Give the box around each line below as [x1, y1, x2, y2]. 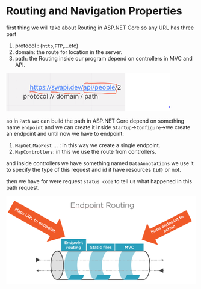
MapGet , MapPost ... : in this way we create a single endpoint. [14, 141, 161, 148]
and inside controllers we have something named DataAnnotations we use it [6, 159, 194, 166]
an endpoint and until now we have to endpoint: [6, 130, 125, 137]
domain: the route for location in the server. [14, 48, 123, 55]
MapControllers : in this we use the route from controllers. [14, 148, 156, 155]
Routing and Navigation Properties [6, 4, 182, 18]
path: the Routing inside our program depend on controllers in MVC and [14, 55, 193, 62]
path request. [6, 184, 40, 191]
